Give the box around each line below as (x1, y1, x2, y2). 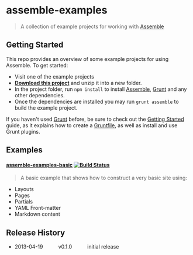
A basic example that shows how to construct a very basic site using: (20, 174, 187, 182)
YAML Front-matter (14, 205, 61, 212)
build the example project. (14, 104, 78, 111)
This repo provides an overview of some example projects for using (6, 55, 169, 62)
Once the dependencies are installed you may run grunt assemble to (14, 98, 180, 105)
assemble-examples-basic (6, 161, 73, 168)
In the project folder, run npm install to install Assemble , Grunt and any (14, 86, 187, 93)
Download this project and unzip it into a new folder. (14, 79, 142, 86)
